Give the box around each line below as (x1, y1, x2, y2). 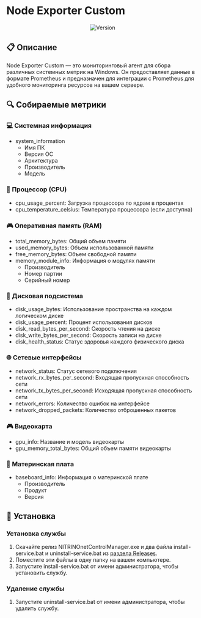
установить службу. (15, 569, 68, 576)
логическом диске (15, 312, 64, 320)
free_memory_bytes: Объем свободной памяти (15, 251, 137, 258)
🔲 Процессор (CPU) (6, 185, 67, 194)
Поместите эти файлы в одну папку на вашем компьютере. (15, 556, 171, 563)
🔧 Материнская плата (6, 460, 75, 468)
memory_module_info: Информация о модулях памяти (15, 257, 156, 265)
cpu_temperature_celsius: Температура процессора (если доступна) (15, 205, 193, 213)
